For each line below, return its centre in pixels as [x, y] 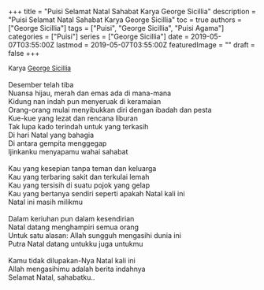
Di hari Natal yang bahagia [51, 135]
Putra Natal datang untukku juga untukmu [76, 244]
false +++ [24, 53]
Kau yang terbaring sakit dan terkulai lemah [79, 177]
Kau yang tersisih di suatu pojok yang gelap [79, 185]
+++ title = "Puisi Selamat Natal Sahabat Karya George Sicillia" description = [132, 11]
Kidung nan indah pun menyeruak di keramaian [85, 101]
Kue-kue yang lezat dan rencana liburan [73, 118]
